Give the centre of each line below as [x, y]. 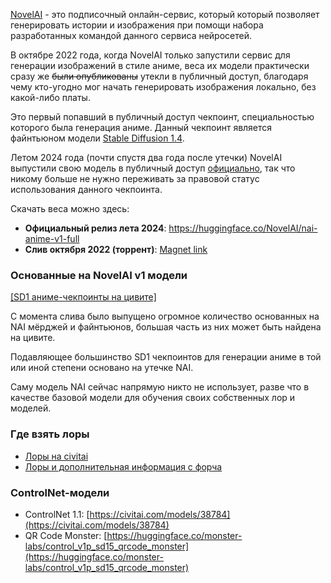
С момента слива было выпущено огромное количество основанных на [165, 316]
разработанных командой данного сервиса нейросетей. [131, 35]
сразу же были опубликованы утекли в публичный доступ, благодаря [159, 76]
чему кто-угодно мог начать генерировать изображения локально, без [163, 87]
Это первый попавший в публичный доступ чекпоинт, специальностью [162, 117]
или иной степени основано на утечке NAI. [102, 368]
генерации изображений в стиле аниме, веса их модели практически [160, 65]
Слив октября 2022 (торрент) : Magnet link [116, 249]
